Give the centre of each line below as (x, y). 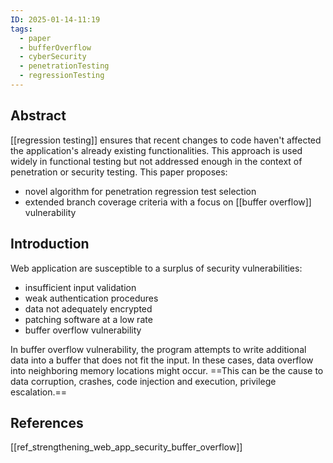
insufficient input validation (80, 287)
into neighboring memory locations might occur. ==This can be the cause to (167, 370)
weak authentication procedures (91, 298)
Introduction (50, 244)
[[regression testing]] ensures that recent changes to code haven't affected (166, 140)
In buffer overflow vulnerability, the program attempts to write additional (158, 349)
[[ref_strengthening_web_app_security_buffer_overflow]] (126, 447)
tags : (21, 29)
